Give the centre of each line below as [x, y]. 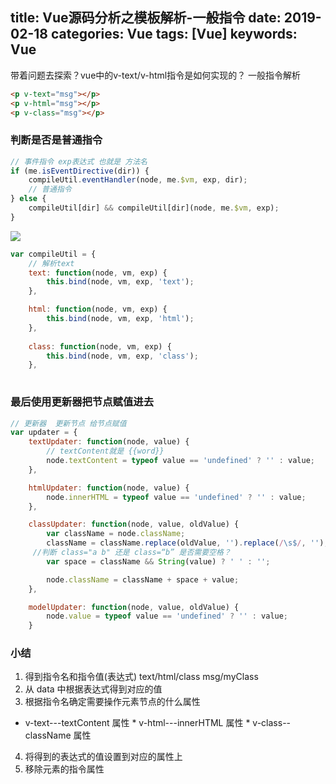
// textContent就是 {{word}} [105, 451]
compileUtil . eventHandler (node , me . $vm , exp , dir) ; [138, 180]
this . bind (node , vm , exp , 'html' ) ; [120, 319]
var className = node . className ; [116, 534]
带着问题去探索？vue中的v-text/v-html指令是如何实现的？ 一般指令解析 [156, 75]
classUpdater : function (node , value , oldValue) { [134, 524]
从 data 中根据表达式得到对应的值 [93, 689]
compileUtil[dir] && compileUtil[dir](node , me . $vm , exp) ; [154, 208]
